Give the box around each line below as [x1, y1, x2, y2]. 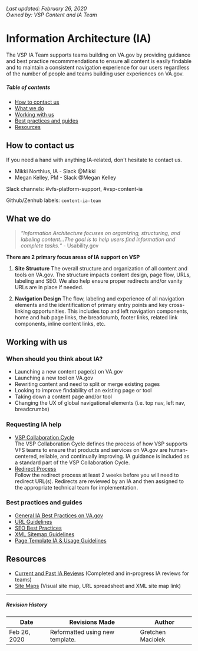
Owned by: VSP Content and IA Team [6, 11, 97, 18]
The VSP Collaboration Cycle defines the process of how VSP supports [14, 440, 188, 447]
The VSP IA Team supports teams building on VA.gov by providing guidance [6, 51, 191, 58]
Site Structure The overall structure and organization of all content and [14, 265, 187, 272]
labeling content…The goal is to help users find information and [20, 236, 176, 243]
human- [169, 446, 189, 453]
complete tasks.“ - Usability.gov [20, 242, 99, 249]
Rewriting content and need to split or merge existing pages [14, 381, 160, 388]
